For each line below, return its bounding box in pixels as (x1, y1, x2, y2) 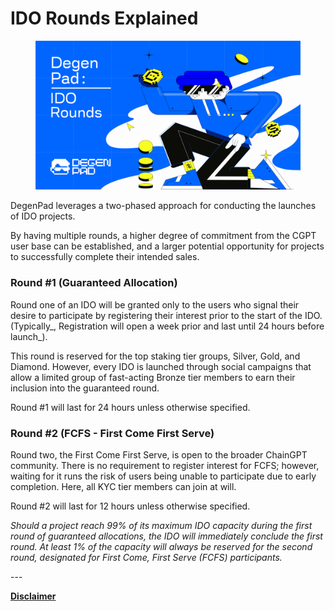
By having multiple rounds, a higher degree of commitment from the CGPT (10, 230, 317, 242)
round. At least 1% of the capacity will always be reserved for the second (10, 541, 313, 553)
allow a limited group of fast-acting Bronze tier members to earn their (10, 371, 296, 383)
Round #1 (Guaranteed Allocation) (10, 276, 178, 290)
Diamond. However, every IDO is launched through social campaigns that (10, 360, 312, 372)
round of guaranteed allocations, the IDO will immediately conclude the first (10, 530, 323, 542)
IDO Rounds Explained (10, 7, 199, 30)
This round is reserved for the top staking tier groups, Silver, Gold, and (10, 350, 301, 362)
